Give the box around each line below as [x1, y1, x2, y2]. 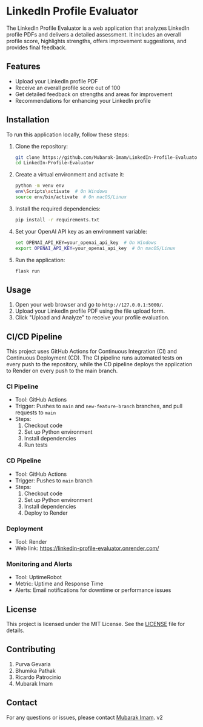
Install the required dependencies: [15, 205, 101, 212]
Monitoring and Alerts [6, 560, 73, 568]
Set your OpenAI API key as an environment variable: [15, 228, 147, 235]
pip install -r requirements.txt [15, 217, 100, 223]
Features [6, 61, 41, 72]
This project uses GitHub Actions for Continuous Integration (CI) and [6, 348, 178, 355]
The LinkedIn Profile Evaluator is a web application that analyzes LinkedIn [6, 24, 190, 32]
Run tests [24, 441, 48, 448]
